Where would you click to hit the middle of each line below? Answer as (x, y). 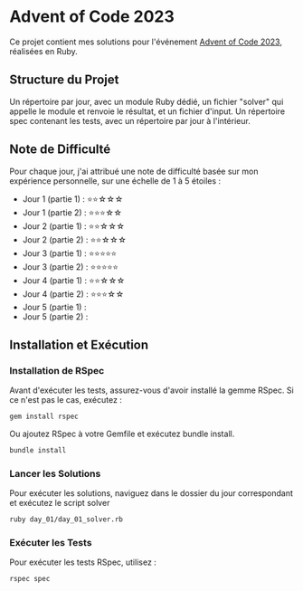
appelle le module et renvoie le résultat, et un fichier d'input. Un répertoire (147, 111)
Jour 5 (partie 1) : (54, 307)
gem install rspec (44, 417)
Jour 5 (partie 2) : (55, 316)
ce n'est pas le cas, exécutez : (66, 400)
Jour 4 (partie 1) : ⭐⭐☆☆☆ (74, 280)
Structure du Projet (64, 80)
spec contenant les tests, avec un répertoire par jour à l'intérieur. (130, 120)
